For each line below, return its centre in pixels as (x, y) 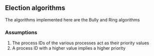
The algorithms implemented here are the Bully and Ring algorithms (72, 19)
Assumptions (21, 32)
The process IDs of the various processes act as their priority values (80, 43)
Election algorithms (35, 8)
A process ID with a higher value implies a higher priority (69, 48)
